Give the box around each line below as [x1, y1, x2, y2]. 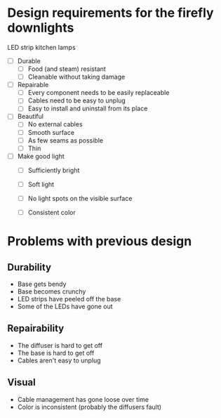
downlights [7, 20, 74, 36]
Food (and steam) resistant [27, 65, 107, 73]
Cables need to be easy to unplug [27, 96, 126, 105]
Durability [7, 261, 51, 273]
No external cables [27, 120, 83, 129]
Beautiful [17, 112, 44, 121]
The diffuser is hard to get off [17, 341, 103, 349]
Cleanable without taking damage [27, 72, 126, 81]
